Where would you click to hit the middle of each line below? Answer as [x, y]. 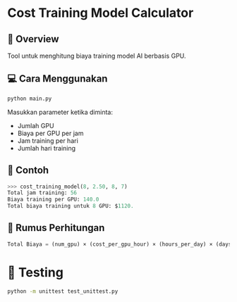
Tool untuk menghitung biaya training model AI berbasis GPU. [97, 56]
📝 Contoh [28, 170]
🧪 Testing [35, 272]
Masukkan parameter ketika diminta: [60, 112]
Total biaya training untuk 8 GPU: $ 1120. [71, 206]
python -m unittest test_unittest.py [63, 291]
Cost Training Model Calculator [101, 13]
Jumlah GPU [36, 125]
